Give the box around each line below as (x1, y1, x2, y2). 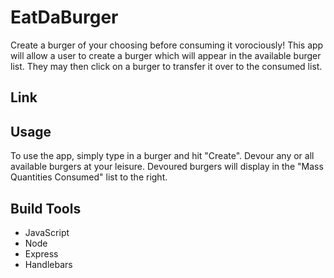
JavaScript (24, 226, 70, 238)
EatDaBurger (10, 6, 119, 29)
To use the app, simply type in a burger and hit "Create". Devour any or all (10, 150, 315, 162)
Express (24, 247, 59, 260)
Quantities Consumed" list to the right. (10, 171, 168, 183)
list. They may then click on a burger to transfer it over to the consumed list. (10, 60, 323, 72)
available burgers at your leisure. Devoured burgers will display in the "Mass (10, 161, 324, 173)
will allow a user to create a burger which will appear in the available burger (10, 49, 322, 61)
